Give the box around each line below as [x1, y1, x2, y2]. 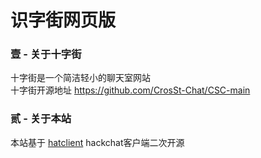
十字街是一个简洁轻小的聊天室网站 [10, 72, 151, 84]
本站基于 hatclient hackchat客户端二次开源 [10, 136, 185, 148]
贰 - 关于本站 [10, 112, 72, 126]
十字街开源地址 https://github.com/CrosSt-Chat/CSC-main [10, 84, 251, 96]
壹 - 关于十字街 [10, 47, 82, 61]
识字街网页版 [10, 9, 117, 32]
